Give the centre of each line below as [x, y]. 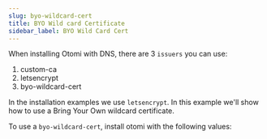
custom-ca [38, 69]
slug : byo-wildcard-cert [50, 16]
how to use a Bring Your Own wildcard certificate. [91, 111]
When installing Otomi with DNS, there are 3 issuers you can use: [118, 54]
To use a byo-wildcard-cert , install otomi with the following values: [120, 127]
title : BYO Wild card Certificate [67, 23]
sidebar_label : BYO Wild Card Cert [69, 31]
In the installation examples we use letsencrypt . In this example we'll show [134, 103]
